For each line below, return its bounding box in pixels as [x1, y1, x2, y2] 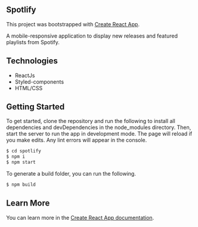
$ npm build [6, 182, 36, 188]
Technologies [6, 56, 58, 66]
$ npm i [6, 154, 26, 160]
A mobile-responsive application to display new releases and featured [6, 32, 178, 39]
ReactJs [14, 72, 35, 79]
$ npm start [6, 159, 36, 165]
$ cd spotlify [6, 148, 42, 154]
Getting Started [6, 102, 65, 112]
